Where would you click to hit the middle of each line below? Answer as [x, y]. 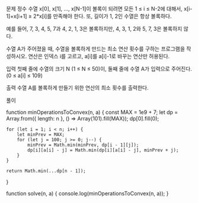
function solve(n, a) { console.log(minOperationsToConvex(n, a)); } [87, 194]
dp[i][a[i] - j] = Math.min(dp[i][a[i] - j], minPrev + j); [103, 150]
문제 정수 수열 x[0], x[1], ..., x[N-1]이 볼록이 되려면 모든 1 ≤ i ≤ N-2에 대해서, [94, 9]
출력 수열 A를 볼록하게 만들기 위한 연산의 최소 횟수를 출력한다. [78, 88]
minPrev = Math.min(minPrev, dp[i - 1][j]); [83, 145]
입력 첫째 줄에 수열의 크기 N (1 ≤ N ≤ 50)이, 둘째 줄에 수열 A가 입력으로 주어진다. [99, 69]
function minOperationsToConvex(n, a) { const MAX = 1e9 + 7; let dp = [92, 112]
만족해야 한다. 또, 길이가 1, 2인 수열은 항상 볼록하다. [112, 16]
